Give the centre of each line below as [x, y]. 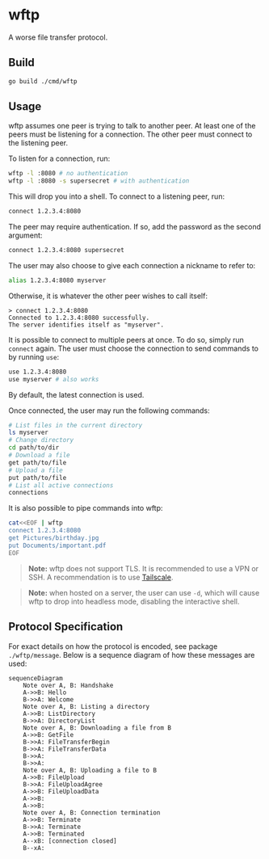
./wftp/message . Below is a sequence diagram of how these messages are [132, 655]
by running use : [34, 356]
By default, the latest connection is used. [76, 394]
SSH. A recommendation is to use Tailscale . [101, 577]
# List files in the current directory [76, 425]
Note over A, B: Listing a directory [86, 706]
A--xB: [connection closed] [70, 841]
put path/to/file [38, 478]
